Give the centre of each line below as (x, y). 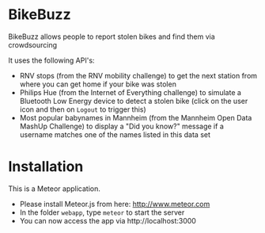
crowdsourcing (33, 44)
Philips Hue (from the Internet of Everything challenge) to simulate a (130, 92)
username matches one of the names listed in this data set (115, 134)
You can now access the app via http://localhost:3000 (108, 220)
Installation (46, 167)
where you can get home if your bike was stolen (98, 84)
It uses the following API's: (51, 60)
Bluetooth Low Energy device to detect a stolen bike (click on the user (134, 101)
